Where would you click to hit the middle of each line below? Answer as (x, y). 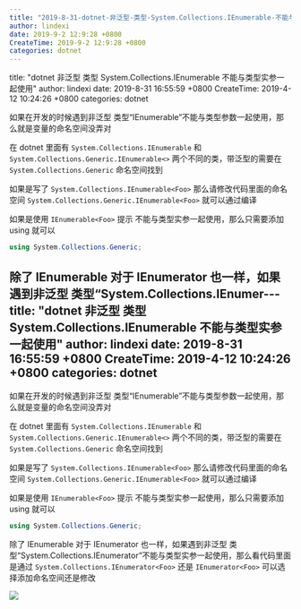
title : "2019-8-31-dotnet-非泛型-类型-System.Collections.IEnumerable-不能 (149, 17)
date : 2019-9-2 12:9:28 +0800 (66, 34)
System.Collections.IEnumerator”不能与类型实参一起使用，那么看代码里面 (156, 555)
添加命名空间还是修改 (56, 578)
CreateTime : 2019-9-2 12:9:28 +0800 (77, 43)
